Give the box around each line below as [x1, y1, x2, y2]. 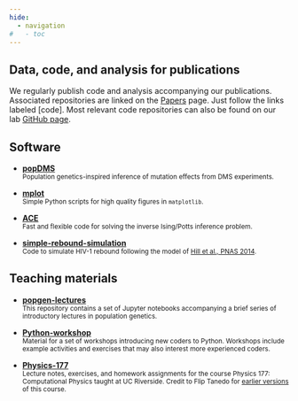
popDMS [21, 163, 56, 174]
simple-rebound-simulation [21, 238, 127, 248]
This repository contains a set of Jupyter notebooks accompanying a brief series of [21, 304, 277, 312]
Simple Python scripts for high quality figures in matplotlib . [21, 197, 204, 206]
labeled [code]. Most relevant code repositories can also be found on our [9, 104, 277, 115]
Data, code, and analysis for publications [9, 62, 240, 77]
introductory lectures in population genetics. [21, 312, 158, 320]
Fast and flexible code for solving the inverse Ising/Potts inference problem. [21, 222, 253, 231]
